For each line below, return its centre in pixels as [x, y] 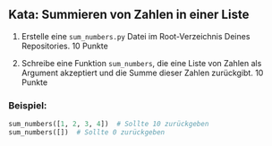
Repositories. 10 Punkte [64, 46]
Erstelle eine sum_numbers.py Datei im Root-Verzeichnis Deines [136, 36]
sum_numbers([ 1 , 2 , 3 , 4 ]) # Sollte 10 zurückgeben [109, 125]
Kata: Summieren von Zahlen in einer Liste [129, 15]
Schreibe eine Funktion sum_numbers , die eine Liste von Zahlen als [141, 63]
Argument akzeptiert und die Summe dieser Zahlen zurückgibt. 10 [142, 73]
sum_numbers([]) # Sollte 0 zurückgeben [87, 132]
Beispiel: [28, 105]
